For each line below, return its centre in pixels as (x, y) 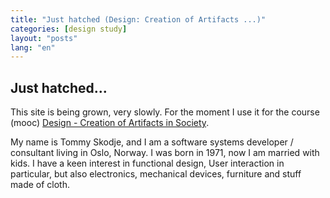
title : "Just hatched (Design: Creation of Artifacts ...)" (138, 19)
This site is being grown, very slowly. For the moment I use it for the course (165, 112)
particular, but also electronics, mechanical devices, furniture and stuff (156, 174)
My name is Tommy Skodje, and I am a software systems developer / (152, 142)
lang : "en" (33, 47)
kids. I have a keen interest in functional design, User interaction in (147, 163)
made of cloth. (40, 185)
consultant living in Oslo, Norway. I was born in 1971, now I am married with (165, 153)
